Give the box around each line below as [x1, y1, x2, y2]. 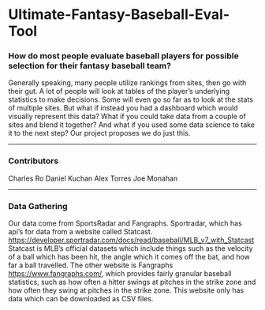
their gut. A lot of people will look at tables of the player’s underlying [8, 87, 230, 96]
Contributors [8, 155, 59, 166]
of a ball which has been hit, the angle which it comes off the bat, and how [8, 252, 251, 262]
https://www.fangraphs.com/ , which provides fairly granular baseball [8, 269, 232, 278]
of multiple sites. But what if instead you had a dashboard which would [8, 103, 238, 113]
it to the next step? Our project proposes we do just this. [8, 129, 191, 138]
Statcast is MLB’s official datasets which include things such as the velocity [8, 244, 254, 253]
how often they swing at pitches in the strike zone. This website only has [8, 286, 244, 295]
